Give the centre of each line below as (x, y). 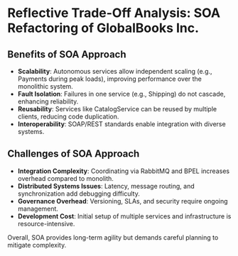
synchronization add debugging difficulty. (79, 194)
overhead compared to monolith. (65, 178)
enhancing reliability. (48, 101)
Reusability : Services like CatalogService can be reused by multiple (117, 109)
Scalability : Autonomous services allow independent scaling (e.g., (115, 71)
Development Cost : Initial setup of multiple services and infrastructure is (124, 216)
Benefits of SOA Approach (67, 54)
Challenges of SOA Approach (74, 154)
